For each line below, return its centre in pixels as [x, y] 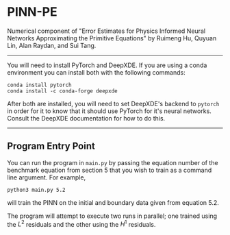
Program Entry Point [51, 146]
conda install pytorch [39, 85]
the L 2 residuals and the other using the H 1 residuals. [81, 223]
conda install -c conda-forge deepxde [62, 91]
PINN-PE [32, 12]
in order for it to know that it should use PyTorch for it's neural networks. [110, 111]
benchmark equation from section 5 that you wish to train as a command [110, 170]
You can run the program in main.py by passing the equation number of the [113, 162]
